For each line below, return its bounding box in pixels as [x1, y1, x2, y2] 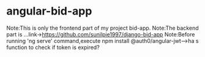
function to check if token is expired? [6, 44, 100, 51]
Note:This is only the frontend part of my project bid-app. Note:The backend [6, 24, 199, 32]
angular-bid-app [6, 4, 92, 18]
